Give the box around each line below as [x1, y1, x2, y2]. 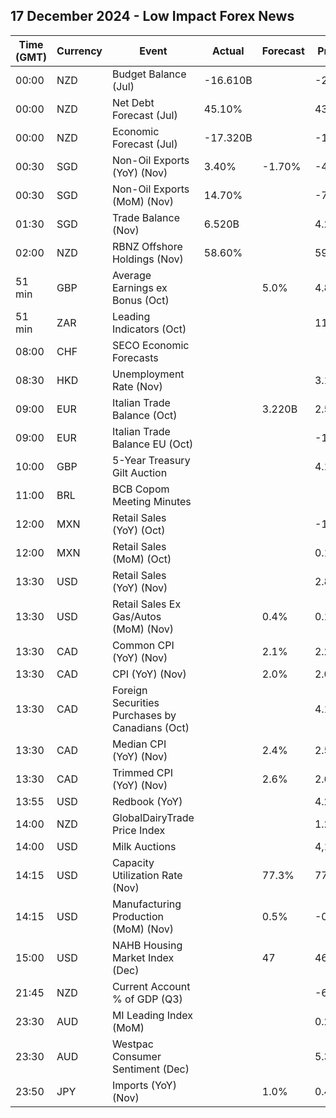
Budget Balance [111, 67, 187, 81]
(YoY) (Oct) [111, 523, 166, 537]
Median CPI [111, 737, 167, 751]
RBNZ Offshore [111, 239, 183, 253]
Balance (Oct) [111, 408, 178, 422]
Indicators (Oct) [111, 322, 187, 336]
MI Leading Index [111, 1008, 193, 1022]
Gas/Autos [111, 609, 162, 623]
